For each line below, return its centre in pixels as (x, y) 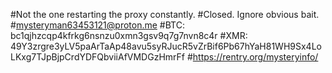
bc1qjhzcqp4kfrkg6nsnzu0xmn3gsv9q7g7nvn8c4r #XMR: (129, 35)
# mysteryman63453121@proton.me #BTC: (97, 25)
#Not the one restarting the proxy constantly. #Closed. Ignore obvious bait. (165, 14)
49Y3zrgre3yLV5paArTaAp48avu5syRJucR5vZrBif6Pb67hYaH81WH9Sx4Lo (166, 46)
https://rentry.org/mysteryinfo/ (255, 57)
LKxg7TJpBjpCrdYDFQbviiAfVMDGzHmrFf (98, 57)
